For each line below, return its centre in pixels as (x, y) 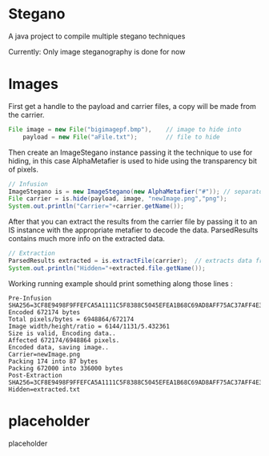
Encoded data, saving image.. (59, 347)
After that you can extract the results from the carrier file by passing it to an (133, 222)
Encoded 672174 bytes (44, 312)
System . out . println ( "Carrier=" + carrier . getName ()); (96, 206)
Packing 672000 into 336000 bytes (66, 368)
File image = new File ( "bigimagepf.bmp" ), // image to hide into (125, 129)
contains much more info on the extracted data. (87, 239)
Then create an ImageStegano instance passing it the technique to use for (130, 152)
